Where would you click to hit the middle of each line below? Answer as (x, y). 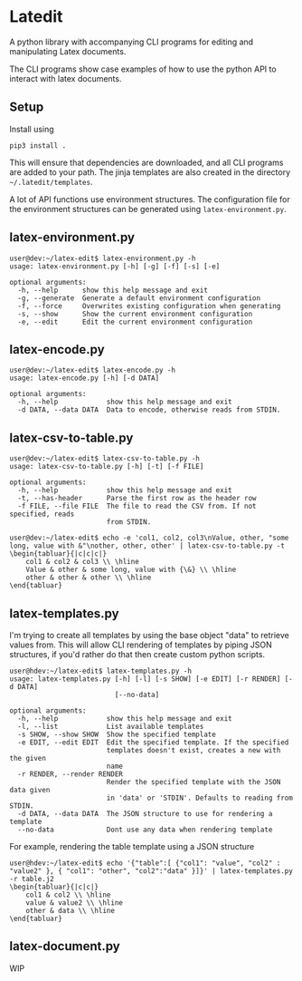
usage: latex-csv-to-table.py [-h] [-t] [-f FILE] (107, 467)
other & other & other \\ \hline (89, 578)
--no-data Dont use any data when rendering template (145, 830)
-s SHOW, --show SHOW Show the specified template (117, 734)
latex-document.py (65, 946)
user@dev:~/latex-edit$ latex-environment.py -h (103, 258)
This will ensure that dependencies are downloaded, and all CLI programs (146, 162)
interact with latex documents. (66, 78)
